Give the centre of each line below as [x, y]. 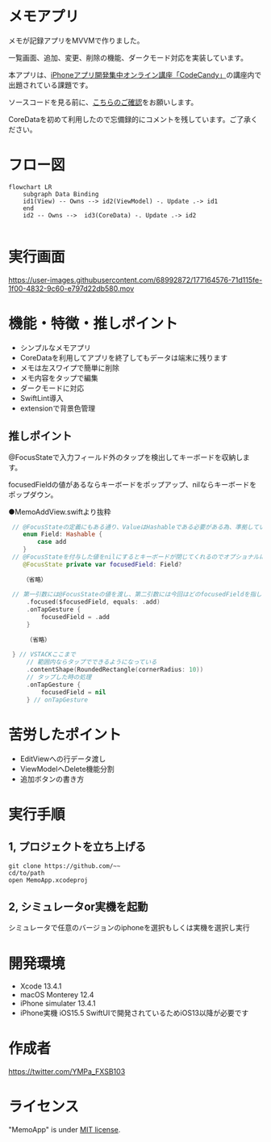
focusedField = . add [75, 617]
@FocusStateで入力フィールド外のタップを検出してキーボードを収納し [126, 457]
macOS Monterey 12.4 [57, 995]
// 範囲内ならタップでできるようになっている [92, 662]
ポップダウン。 [33, 495]
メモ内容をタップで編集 [59, 377]
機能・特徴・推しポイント [94, 323]
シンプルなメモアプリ [55, 348]
